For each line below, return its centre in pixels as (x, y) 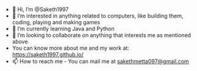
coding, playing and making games (56, 22)
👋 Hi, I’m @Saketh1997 (40, 9)
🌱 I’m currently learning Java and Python (63, 29)
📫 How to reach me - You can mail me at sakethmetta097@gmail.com (100, 61)
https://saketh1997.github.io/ (48, 54)
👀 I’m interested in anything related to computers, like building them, (98, 16)
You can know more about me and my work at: (71, 48)
